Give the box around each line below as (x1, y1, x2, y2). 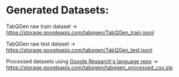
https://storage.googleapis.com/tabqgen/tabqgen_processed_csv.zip (6, 64, 173, 71)
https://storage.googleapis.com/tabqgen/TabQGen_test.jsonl (6, 46, 153, 53)
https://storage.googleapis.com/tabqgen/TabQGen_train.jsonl (6, 29, 154, 36)
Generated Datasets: (6, 3, 109, 17)
